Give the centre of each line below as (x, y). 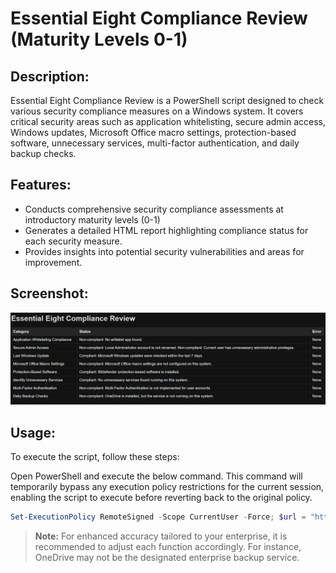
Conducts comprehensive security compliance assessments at (154, 209)
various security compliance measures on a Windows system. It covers (157, 111)
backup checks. (43, 153)
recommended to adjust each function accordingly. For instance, (168, 546)
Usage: (33, 432)
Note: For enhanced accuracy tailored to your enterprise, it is (161, 536)
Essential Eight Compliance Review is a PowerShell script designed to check (167, 100)
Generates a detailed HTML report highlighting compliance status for (166, 230)
